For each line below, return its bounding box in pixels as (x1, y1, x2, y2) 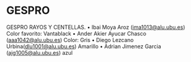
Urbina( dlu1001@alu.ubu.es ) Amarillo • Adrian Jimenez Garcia (6, 43, 161, 50)
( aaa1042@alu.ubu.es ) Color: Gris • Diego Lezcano (6, 36, 134, 43)
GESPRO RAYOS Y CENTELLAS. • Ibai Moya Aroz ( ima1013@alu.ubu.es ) (6, 23, 186, 31)
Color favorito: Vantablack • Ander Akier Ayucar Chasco (6, 29, 147, 37)
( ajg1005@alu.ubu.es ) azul (6, 49, 73, 56)
